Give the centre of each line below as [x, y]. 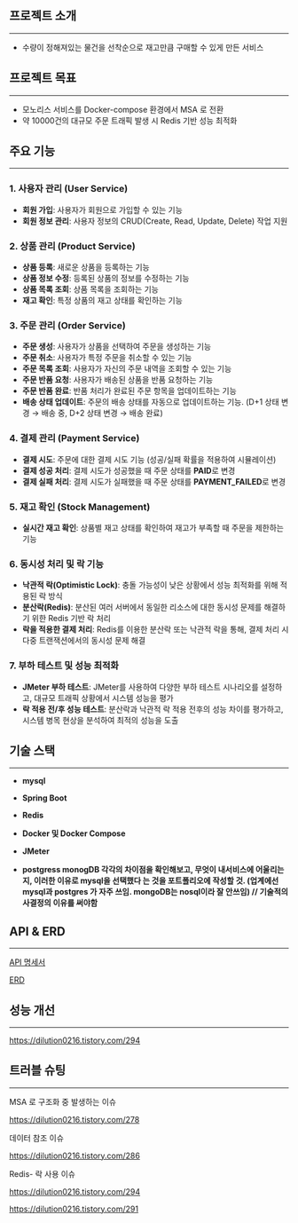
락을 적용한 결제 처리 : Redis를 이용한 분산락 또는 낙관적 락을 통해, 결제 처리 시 [155, 629]
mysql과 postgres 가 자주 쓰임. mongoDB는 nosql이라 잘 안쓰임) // [140, 892]
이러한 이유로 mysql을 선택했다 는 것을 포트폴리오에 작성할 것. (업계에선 [157, 880]
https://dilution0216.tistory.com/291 [74, 1209]
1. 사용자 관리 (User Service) [69, 189]
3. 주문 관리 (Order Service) [67, 325]
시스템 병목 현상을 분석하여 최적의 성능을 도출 [100, 720]
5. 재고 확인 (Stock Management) [80, 507]
